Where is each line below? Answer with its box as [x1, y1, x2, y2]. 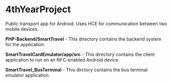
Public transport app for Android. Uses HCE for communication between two [5, 20, 167, 27]
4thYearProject [5, 4, 71, 15]
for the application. [5, 41, 45, 47]
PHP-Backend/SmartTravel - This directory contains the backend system [5, 36, 162, 42]
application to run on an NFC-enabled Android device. [5, 56, 120, 63]
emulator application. [5, 72, 50, 78]
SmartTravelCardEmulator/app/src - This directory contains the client [5, 51, 155, 57]
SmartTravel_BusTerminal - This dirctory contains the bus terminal [5, 67, 148, 73]
